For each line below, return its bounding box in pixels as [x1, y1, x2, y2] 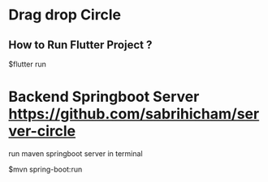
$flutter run [8, 59, 47, 69]
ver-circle [8, 122, 76, 141]
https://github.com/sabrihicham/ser [8, 105, 260, 123]
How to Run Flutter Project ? [8, 38, 153, 52]
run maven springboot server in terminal [8, 148, 144, 159]
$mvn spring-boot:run [8, 164, 83, 174]
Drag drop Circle [8, 6, 122, 24]
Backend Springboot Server [8, 87, 200, 106]
